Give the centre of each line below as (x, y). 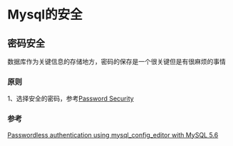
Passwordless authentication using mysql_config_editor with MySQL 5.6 (113, 135)
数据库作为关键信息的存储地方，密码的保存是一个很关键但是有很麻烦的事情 (116, 62)
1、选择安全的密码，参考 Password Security (71, 99)
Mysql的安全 (45, 15)
